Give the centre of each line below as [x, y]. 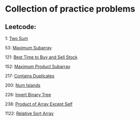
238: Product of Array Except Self [39, 104]
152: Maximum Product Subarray [38, 67]
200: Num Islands [23, 85]
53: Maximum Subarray [28, 48]
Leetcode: [21, 27]
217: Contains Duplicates [30, 76]
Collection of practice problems [70, 9]
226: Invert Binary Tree [28, 95]
